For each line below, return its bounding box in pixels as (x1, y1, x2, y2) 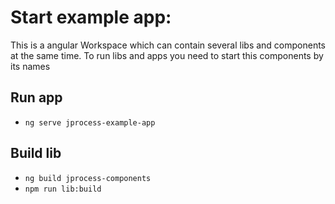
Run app (10, 89, 63, 106)
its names (10, 60, 51, 72)
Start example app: (10, 6, 172, 29)
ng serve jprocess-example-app (24, 117, 156, 128)
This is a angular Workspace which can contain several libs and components (10, 39, 327, 51)
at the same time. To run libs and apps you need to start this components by (10, 49, 324, 61)
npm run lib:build (24, 184, 102, 194)
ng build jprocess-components (24, 173, 152, 183)
